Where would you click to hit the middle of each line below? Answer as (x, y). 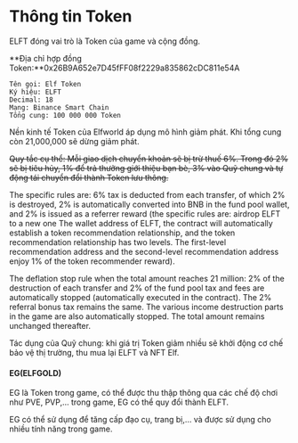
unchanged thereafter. (50, 325)
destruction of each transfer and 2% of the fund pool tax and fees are (137, 288)
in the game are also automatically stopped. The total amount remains (137, 316)
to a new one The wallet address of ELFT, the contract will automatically (141, 223)
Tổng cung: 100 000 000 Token (65, 115)
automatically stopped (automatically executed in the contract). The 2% (141, 297)
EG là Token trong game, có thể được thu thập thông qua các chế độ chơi (144, 393)
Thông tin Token (71, 16)
